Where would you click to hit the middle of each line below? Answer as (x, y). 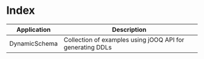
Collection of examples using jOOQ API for (124, 40)
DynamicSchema (34, 43)
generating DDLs (88, 47)
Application (33, 29)
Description (129, 29)
